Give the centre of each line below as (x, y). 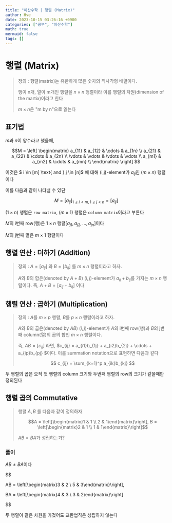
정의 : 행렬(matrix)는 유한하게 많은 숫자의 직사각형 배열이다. (78, 81)
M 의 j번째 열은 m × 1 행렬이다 (35, 235)
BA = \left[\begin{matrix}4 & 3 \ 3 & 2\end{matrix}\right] (64, 494)
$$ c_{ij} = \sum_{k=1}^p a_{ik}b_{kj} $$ (93, 363)
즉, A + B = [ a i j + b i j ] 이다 (59, 286)
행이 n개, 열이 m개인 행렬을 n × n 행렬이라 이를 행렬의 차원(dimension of (91, 92)
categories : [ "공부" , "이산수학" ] (39, 24)
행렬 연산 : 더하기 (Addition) (48, 253)
